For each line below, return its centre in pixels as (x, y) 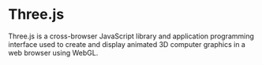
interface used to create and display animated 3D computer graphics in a (127, 44)
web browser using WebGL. (53, 52)
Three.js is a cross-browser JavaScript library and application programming (131, 36)
